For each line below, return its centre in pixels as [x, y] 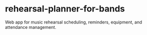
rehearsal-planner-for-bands [65, 9]
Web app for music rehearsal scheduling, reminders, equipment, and [73, 22]
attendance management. [31, 27]
